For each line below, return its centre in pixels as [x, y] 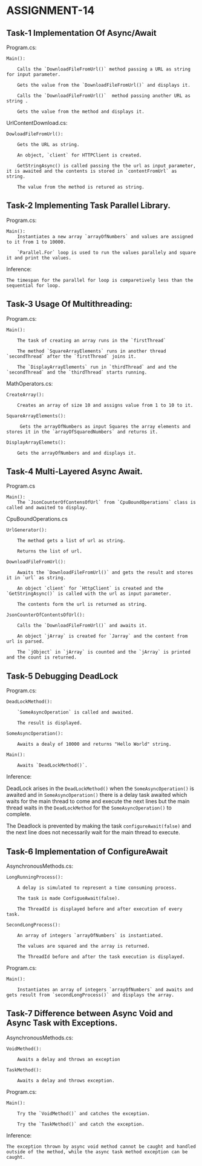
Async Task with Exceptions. [62, 1023]
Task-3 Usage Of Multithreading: [70, 304]
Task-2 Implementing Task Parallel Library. [89, 206]
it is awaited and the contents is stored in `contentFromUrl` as [92, 171]
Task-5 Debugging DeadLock [62, 676]
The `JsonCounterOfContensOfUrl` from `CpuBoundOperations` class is [107, 503]
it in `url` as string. [36, 578]
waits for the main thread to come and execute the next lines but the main [98, 802]
